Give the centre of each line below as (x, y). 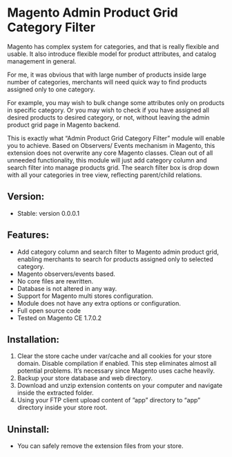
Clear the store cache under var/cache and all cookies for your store (114, 356)
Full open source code (49, 310)
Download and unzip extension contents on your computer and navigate (120, 386)
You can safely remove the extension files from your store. (100, 446)
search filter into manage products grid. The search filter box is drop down (113, 167)
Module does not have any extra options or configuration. (99, 303)
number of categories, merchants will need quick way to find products (107, 82)
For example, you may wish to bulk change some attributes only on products (116, 102)
